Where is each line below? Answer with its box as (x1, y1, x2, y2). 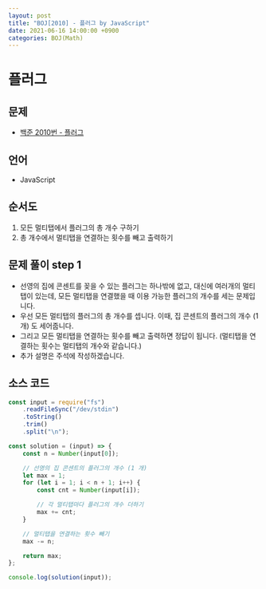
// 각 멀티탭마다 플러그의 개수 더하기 (37, 500, 144, 509)
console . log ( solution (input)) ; (8, 574, 112, 582)
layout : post (8, 11, 52, 20)
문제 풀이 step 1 (8, 259, 82, 272)
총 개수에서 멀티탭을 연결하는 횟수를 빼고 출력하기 (19, 232, 174, 242)
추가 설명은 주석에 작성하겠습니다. (19, 350, 125, 360)
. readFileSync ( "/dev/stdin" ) (22, 405, 119, 413)
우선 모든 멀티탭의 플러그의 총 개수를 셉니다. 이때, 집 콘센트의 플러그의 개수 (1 (19, 310, 259, 320)
